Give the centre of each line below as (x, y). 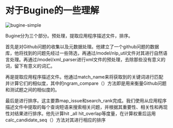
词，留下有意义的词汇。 (30, 66)
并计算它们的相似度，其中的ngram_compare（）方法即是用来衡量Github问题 (86, 83)
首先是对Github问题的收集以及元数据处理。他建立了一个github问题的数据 (82, 46)
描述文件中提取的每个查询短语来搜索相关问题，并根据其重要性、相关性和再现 (86, 107)
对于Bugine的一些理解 (52, 11)
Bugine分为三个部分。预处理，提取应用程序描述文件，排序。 (69, 35)
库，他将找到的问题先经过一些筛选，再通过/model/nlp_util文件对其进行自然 (84, 53)
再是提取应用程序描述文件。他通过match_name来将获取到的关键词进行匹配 (84, 77)
